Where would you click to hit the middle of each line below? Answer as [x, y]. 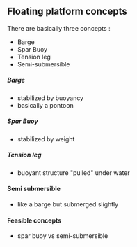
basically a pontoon [46, 105]
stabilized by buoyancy [50, 98]
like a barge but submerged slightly [68, 204]
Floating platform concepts [67, 12]
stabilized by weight [46, 139]
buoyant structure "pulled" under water [73, 172]
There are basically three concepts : [59, 28]
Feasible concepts [34, 220]
